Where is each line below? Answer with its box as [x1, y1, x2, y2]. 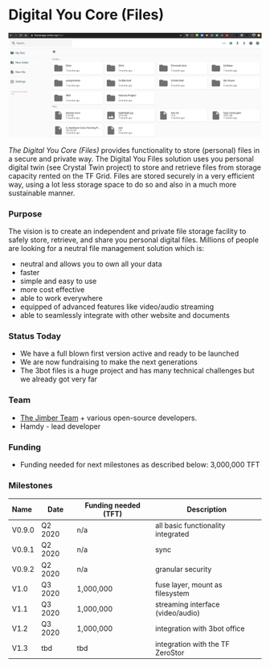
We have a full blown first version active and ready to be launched [19, 348, 239, 359]
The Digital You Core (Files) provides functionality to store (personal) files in [8, 145, 260, 154]
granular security [155, 565, 212, 574]
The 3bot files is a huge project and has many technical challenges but [19, 366, 255, 376]
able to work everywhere [19, 294, 103, 303]
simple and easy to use [19, 276, 97, 286]
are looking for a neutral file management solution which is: [8, 244, 205, 253]
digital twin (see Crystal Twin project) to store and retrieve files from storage [8, 163, 261, 172]
